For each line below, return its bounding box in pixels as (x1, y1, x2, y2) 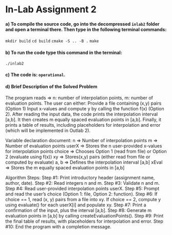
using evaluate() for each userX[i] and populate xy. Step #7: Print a (5, 202, 146, 208)
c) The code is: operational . (5, 72, 66, 78)
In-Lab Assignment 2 (5, 4, 97, 15)
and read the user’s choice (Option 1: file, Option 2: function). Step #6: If (5, 191, 158, 197)
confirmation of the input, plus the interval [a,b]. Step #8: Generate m (5, 207, 152, 213)
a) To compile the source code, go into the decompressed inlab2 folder (5, 21, 160, 27)
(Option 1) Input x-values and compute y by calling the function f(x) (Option (5, 106, 164, 112)
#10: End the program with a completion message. (5, 224, 112, 230)
